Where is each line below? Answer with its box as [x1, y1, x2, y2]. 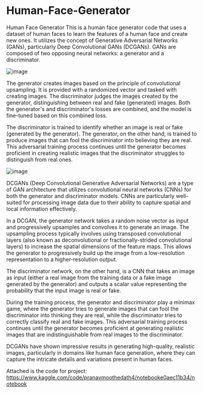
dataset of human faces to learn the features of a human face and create [6, 30, 188, 37]
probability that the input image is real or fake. [6, 287, 121, 294]
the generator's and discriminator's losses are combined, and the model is [6, 105, 192, 112]
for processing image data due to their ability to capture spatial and [23, 199, 191, 206]
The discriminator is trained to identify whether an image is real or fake [6, 123, 183, 131]
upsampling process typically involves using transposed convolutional [6, 230, 181, 237]
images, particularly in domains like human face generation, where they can [6, 349, 196, 356]
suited [6, 199, 22, 206]
